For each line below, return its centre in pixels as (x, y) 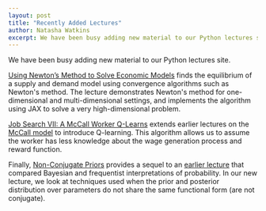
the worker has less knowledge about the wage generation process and (125, 141)
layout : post (30, 15)
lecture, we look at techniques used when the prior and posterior (114, 182)
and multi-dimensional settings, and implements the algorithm (150, 100)
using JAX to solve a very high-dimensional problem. (94, 109)
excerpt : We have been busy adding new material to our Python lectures (131, 38)
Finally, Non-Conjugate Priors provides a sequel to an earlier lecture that (126, 165)
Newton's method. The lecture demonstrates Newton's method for (117, 92)
